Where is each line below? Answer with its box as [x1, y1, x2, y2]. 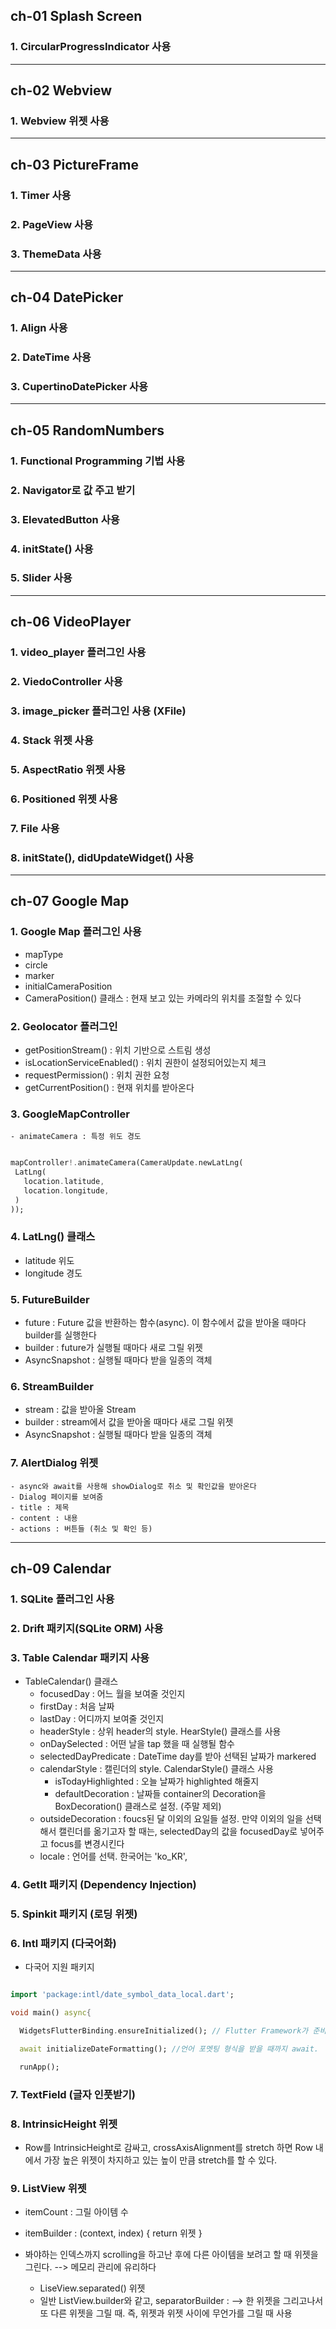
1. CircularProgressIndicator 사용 [10, 40, 172, 54]
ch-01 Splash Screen [10, 8, 143, 25]
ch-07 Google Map [10, 893, 130, 910]
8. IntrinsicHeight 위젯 [10, 2117, 118, 2131]
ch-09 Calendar [10, 1560, 112, 1578]
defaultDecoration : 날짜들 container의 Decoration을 [54, 1788, 267, 1800]
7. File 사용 [10, 821, 60, 835]
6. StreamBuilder [10, 1380, 94, 1393]
